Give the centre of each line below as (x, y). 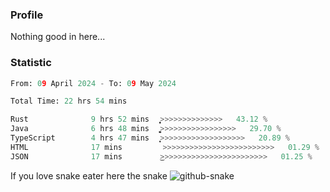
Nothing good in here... (58, 37)
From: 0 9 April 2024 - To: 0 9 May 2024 (93, 83)
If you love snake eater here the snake (89, 175)
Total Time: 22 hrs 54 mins (69, 101)
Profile (27, 15)
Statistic (31, 63)
